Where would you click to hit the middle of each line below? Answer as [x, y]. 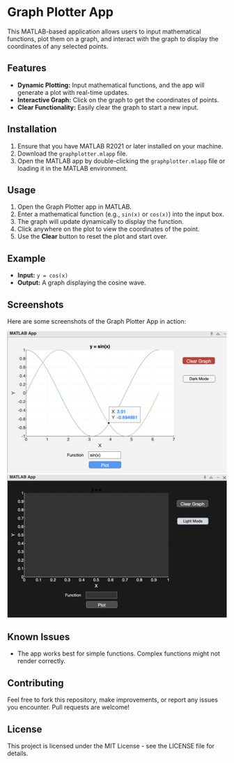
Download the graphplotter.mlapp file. [72, 153]
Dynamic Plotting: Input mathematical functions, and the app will [111, 85]
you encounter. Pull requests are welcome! [69, 707]
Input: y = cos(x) [42, 275]
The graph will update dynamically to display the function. [100, 222]
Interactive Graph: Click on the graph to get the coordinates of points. [118, 100]
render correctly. [41, 661]
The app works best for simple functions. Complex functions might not [119, 654]
